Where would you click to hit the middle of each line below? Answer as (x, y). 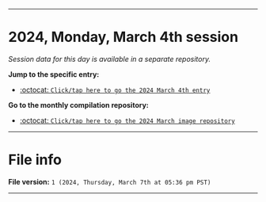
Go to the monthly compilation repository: (78, 105)
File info (35, 160)
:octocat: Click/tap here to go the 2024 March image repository (127, 120)
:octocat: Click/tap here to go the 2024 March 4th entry (115, 90)
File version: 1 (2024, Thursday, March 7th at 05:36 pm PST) (110, 181)
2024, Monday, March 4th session (123, 37)
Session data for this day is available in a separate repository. (110, 59)
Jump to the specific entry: (54, 74)
